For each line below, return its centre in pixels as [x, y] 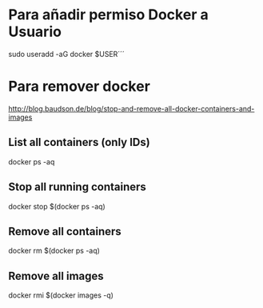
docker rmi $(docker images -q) [61, 295]
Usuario [35, 32]
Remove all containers [65, 231]
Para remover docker [79, 87]
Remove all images [56, 276]
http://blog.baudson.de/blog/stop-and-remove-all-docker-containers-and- [131, 108]
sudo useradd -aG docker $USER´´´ [67, 54]
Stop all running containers [77, 187]
